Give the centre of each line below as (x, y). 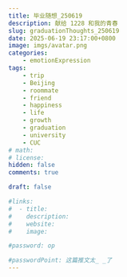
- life (34, 113)
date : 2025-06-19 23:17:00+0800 (62, 38)
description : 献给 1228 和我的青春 (63, 23)
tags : (17, 68)
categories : (28, 53)
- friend (37, 98)
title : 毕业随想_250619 (45, 16)
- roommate (41, 90)
